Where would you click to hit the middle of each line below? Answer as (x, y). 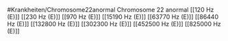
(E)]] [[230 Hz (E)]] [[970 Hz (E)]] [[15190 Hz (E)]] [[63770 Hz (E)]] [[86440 (113, 17)
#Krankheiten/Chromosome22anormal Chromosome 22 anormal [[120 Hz (111, 10)
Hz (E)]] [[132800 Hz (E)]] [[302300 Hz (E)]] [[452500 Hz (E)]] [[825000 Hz (114, 24)
